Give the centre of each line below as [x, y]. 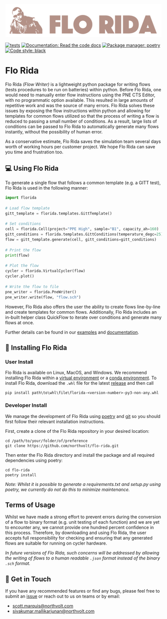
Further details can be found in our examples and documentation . [72, 332]
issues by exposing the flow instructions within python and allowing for [78, 111]
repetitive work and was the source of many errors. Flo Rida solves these [80, 106]
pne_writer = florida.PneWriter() [41, 292]
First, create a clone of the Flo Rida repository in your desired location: [77, 431]
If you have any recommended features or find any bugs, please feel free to [83, 591]
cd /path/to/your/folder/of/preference [46, 441]
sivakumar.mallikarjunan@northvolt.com [53, 611]
